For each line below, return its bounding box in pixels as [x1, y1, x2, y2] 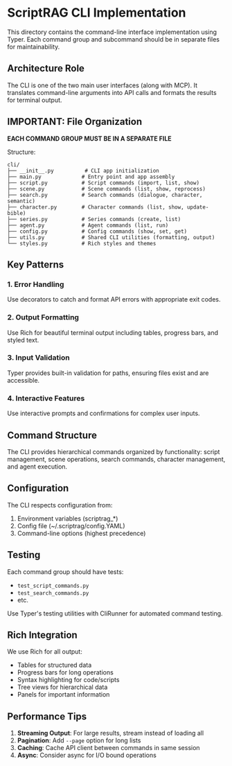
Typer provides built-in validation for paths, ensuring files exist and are [7, 369, 209, 377]
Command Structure [7, 429, 97, 441]
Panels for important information [17, 690, 110, 699]
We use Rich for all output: [7, 647, 83, 656]
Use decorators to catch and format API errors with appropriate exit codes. [7, 295, 221, 304]
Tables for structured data [17, 661, 92, 670]
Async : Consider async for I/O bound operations [17, 751, 157, 760]
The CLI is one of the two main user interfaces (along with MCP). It [7, 81, 197, 89]
